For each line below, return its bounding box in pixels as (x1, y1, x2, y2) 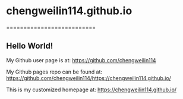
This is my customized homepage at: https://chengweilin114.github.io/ (6, 86, 177, 93)
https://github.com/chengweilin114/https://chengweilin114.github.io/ (6, 74, 171, 81)
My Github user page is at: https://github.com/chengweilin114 (6, 56, 156, 63)
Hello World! (6, 41, 53, 51)
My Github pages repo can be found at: (6, 68, 103, 75)
